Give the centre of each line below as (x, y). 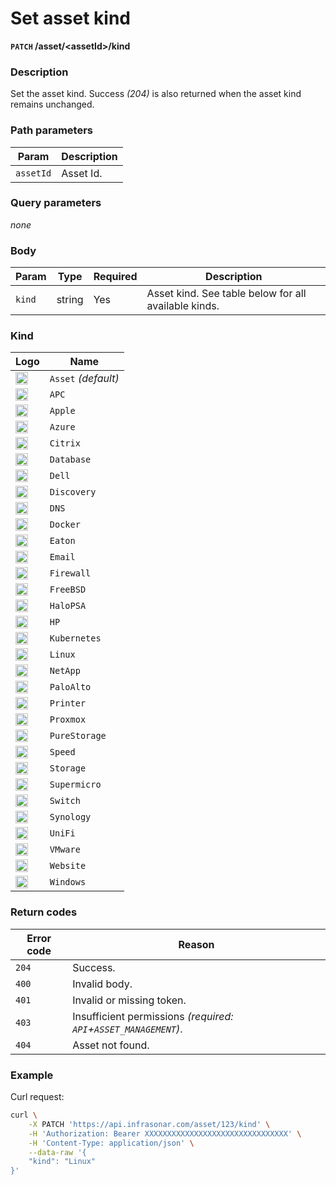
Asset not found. (111, 1045)
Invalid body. (102, 984)
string (70, 300)
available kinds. (183, 306)
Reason (196, 944)
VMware (65, 850)
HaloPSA (68, 606)
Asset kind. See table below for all (226, 294)
